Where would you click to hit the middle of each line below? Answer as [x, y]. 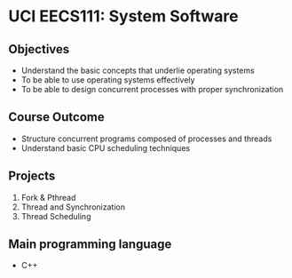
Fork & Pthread [48, 197]
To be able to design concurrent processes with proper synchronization [152, 89]
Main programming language [90, 245]
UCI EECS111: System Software [123, 16]
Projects [32, 176]
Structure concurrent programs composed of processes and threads [146, 139]
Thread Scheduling [56, 216]
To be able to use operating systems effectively [108, 80]
